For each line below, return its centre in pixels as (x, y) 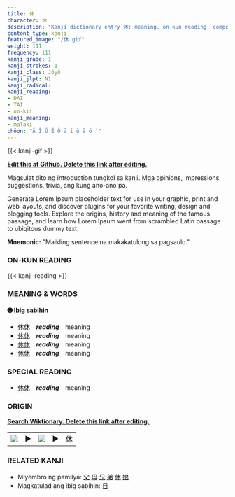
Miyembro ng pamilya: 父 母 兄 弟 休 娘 (73, 477)
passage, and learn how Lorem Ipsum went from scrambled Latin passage (114, 221)
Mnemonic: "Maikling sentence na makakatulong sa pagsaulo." (99, 242)
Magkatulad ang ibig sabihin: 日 (63, 485)
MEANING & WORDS (43, 293)
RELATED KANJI (35, 461)
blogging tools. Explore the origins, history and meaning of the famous (109, 213)
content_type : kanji (37, 33)
